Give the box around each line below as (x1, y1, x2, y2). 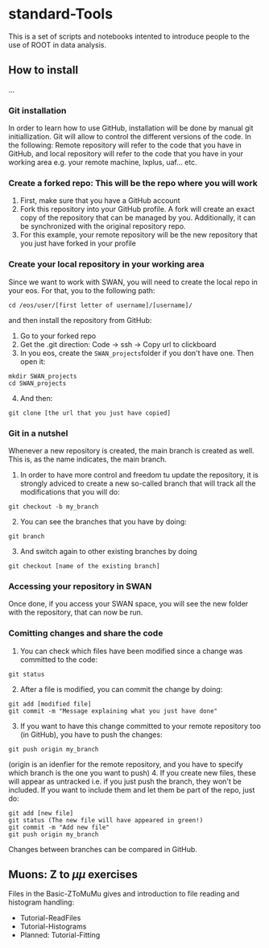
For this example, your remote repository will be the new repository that (19, 230, 258, 240)
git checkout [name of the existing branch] (8, 561, 160, 570)
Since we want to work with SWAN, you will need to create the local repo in (8, 277, 258, 287)
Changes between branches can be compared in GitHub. (8, 844, 197, 854)
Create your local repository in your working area (8, 259, 205, 270)
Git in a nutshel (8, 428, 68, 439)
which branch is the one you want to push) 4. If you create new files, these (8, 768, 256, 777)
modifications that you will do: (19, 486, 120, 496)
